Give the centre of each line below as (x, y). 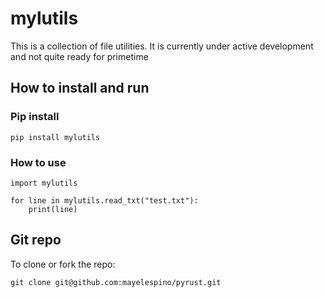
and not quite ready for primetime (79, 56)
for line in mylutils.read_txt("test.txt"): (104, 200)
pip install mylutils (55, 137)
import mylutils (44, 183)
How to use (38, 162)
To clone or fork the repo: (63, 264)
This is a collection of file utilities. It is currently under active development (162, 46)
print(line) (53, 209)
